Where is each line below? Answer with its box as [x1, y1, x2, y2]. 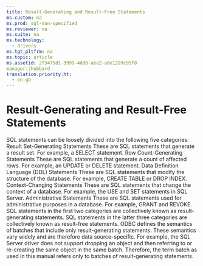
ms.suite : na [6, 32, 40, 38]
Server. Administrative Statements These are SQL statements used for [6, 194, 182, 201]
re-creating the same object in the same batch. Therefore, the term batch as [6, 246, 198, 253]
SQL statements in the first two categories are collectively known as [6, 208, 177, 215]
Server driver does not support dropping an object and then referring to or [6, 240, 193, 247]
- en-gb [12, 77, 32, 83]
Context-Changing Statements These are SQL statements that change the [6, 181, 191, 189]
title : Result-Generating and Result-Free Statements [6, 9, 146, 15]
